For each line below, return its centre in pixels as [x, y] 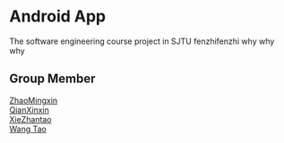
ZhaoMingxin [34, 100]
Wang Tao [28, 129]
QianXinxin [29, 110]
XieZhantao [30, 119]
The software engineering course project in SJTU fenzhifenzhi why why [142, 41]
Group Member [52, 79]
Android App [57, 17]
